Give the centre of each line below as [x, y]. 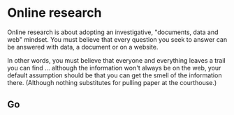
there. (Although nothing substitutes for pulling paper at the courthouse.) [112, 82]
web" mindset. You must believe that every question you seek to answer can [117, 39]
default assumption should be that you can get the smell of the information [115, 75]
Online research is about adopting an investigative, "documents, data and [113, 32]
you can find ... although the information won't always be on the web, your [114, 68]
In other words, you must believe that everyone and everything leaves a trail [116, 60]
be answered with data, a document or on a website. [83, 47]
